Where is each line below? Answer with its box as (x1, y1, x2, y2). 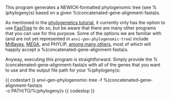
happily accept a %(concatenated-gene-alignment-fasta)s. (5, 47, 129, 52)
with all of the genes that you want (88, 62, 161, 68)
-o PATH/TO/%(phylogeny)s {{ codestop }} (5, 88, 95, 93)
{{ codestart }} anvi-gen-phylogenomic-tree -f (5, 77, 103, 83)
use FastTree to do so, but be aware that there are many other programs (5, 25, 156, 31)
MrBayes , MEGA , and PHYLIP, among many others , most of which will (5, 41, 151, 47)
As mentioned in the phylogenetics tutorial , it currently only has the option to (5, 20, 165, 25)
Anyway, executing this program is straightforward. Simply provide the (5, 56, 152, 62)
